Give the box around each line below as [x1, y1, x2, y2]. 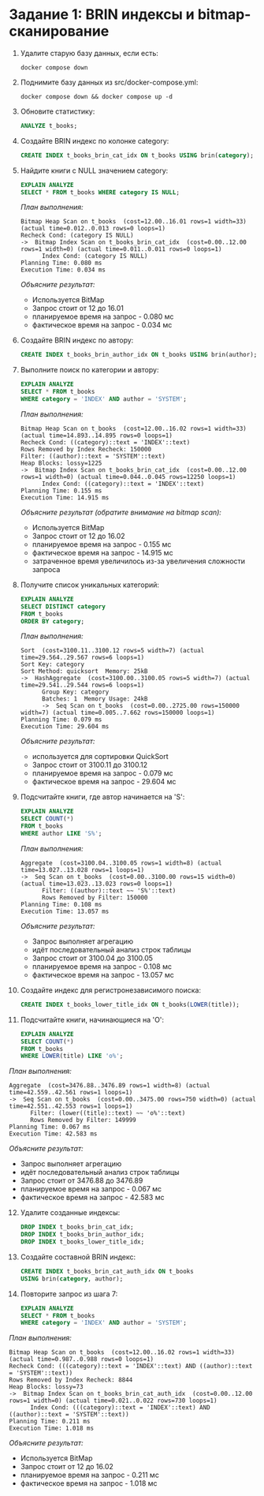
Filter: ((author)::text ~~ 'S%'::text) [41, 886, 177, 895]
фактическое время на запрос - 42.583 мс [20, 1193, 165, 1202]
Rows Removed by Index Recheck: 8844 [9, 1376, 133, 1384]
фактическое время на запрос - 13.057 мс [32, 970, 174, 979]
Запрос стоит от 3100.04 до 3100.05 [32, 953, 153, 963]
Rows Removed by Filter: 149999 [29, 1116, 136, 1124]
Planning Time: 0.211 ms [9, 1418, 91, 1426]
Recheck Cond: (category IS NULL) [20, 231, 134, 240]
